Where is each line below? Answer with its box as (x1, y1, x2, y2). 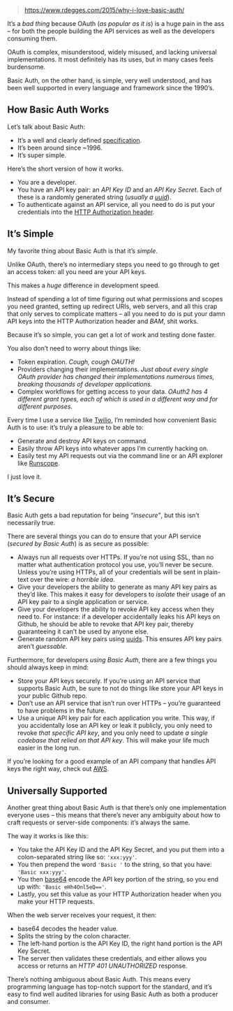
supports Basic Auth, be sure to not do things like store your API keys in (17, 684, 224, 693)
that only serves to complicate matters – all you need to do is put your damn (7, 309, 225, 317)
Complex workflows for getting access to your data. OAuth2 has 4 (17, 387, 208, 396)
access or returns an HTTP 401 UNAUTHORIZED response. (17, 961, 188, 970)
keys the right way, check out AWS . (7, 765, 110, 773)
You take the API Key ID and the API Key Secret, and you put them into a (17, 845, 225, 854)
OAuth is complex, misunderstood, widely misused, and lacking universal (7, 48, 218, 56)
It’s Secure (7, 493, 55, 505)
